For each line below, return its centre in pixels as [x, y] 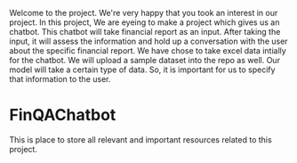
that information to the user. [60, 79]
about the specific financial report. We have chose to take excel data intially [148, 51]
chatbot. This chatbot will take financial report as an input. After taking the [145, 32]
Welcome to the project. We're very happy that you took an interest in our [144, 13]
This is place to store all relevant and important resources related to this [141, 139]
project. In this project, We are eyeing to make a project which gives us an [144, 22]
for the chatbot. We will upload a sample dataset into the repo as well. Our [144, 60]
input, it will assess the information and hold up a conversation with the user [148, 41]
